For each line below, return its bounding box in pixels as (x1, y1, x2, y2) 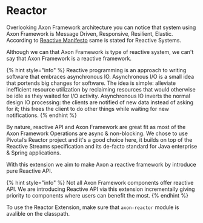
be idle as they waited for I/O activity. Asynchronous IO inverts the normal (6, 92, 191, 99)
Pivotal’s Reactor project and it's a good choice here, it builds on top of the (6, 136, 193, 143)
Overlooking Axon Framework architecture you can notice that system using (6, 24, 196, 31)
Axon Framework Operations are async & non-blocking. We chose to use (6, 130, 188, 137)
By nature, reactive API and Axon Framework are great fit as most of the (6, 123, 186, 130)
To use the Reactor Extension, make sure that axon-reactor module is (6, 204, 179, 211)
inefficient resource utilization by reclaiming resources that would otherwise (6, 85, 196, 93)
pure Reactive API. (6, 167, 53, 175)
